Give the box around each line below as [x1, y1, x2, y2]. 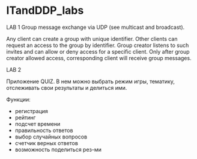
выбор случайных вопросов [14, 133, 88, 140]
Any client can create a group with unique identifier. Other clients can [6, 35, 178, 42]
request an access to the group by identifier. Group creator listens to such [6, 42, 189, 49]
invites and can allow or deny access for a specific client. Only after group [6, 48, 190, 55]
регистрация [14, 107, 48, 114]
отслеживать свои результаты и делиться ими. [6, 84, 127, 91]
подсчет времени [14, 120, 61, 127]
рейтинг [14, 114, 36, 121]
